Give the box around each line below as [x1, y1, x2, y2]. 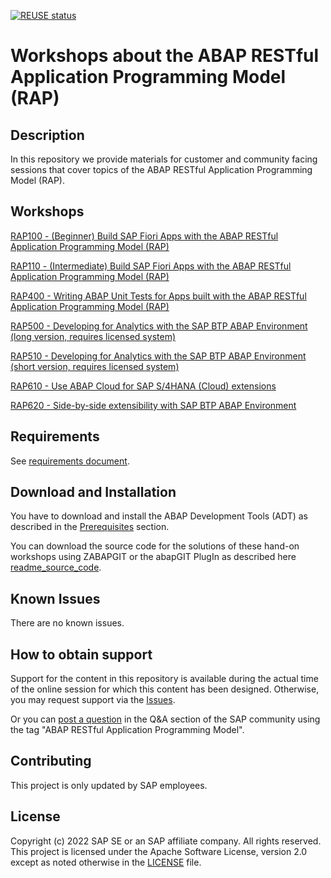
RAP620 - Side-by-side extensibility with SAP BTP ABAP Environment [10, 399, 297, 411]
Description [10, 126, 85, 144]
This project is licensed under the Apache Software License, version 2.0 [10, 845, 308, 857]
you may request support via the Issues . [10, 694, 176, 706]
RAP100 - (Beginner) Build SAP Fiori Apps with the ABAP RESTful [10, 230, 279, 242]
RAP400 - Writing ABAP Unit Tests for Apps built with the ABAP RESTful [10, 290, 307, 302]
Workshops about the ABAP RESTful [10, 45, 320, 67]
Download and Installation [10, 484, 177, 501]
